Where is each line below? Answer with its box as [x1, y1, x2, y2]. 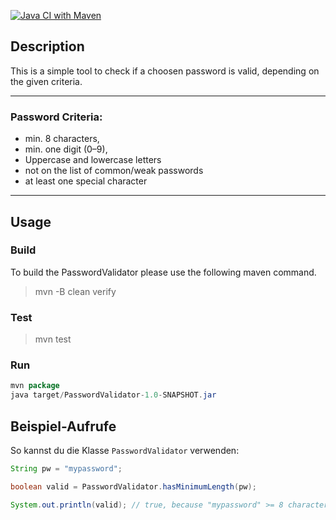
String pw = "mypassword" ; [10, 463, 123, 474]
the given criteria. [10, 75, 83, 87]
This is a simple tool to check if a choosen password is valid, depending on [10, 65, 320, 77]
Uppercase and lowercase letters [24, 154, 162, 166]
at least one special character [24, 175, 148, 187]
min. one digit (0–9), [24, 143, 108, 155]
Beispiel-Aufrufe [10, 418, 117, 435]
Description [10, 38, 85, 55]
